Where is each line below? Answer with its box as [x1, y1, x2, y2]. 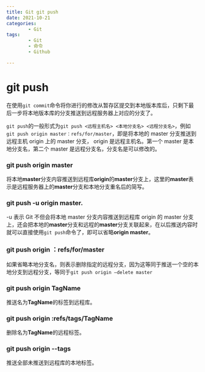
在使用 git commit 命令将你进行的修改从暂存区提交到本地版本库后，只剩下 [6, 102, 189, 109]
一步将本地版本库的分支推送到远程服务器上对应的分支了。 [11, 109, 156, 116]
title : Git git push [6, 9, 59, 15]
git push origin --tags [6, 344, 71, 353]
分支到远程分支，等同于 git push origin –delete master [11, 268, 153, 275]
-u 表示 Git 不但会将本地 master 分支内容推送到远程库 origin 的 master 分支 [6, 214, 194, 221]
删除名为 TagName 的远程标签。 [6, 329, 85, 337]
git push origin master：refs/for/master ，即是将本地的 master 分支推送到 [6, 130, 197, 137]
